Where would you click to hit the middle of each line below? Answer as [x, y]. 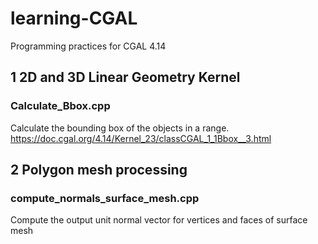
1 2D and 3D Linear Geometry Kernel [125, 77]
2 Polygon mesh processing [99, 170]
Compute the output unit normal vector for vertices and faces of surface [159, 220]
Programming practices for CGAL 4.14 [88, 46]
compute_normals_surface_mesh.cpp [105, 198]
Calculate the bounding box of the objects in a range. [120, 128]
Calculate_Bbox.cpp [60, 106]
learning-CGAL [74, 18]
